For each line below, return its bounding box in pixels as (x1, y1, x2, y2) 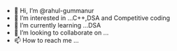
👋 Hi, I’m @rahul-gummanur (13, 7, 94, 14)
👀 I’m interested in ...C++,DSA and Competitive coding (13, 14, 170, 22)
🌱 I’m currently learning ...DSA (13, 21, 101, 29)
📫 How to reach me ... (13, 37, 79, 44)
